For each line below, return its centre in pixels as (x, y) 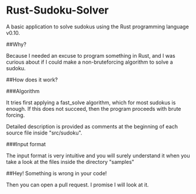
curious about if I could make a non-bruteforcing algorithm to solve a (90, 62)
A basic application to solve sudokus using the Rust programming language (98, 27)
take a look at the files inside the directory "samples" (70, 162)
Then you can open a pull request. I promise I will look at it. (77, 185)
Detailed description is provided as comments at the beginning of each (92, 126)
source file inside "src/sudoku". (44, 133)
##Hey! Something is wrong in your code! (57, 173)
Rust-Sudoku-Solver (57, 10)
